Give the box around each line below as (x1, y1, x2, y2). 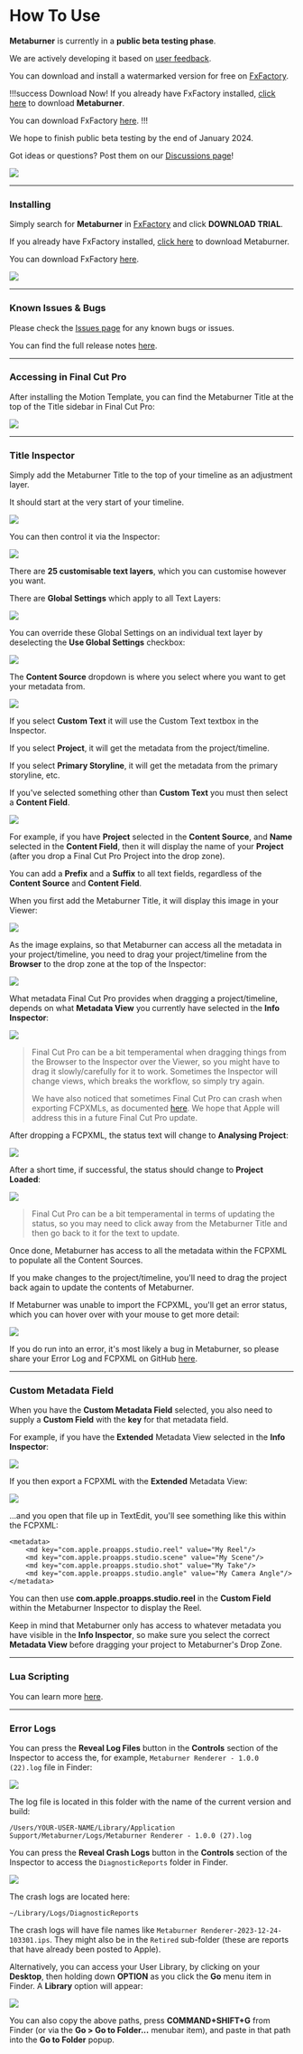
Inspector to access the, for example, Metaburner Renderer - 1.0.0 (9, 1752, 260, 1764)
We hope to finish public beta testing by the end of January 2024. (9, 132, 254, 143)
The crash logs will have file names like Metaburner (9, 1925, 197, 1936)
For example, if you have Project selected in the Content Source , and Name (9, 831, 293, 842)
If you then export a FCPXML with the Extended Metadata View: (9, 1476, 248, 1487)
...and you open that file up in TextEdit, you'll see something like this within (9, 1510, 287, 1521)
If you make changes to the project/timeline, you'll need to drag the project (9, 1273, 288, 1283)
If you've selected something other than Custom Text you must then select (9, 788, 289, 799)
